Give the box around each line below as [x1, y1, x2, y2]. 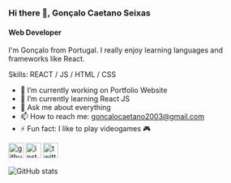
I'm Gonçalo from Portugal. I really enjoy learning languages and [8, 45, 224, 55]
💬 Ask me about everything [19, 103, 111, 113]
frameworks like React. [8, 54, 85, 64]
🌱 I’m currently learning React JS [19, 94, 130, 104]
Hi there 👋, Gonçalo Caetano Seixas [8, 7, 152, 19]
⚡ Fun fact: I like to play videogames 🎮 [19, 124, 152, 134]
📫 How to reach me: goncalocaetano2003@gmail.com [19, 112, 205, 121]
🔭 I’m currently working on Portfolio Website [19, 85, 168, 96]
